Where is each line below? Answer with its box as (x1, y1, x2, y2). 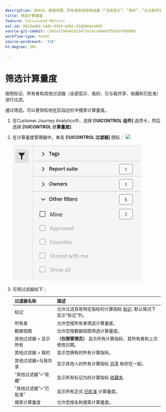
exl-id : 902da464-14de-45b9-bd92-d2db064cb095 (5, 24, 103, 29)
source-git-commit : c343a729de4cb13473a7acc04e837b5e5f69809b (5, 29, 136, 34)
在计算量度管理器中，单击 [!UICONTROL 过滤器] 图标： (12, 134, 124, 140)
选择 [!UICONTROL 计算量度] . (12, 124, 73, 129)
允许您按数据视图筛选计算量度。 (56, 328, 122, 333)
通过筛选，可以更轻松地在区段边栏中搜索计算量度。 (5, 107, 109, 113)
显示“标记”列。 (56, 312, 87, 318)
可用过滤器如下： (12, 286, 47, 292)
